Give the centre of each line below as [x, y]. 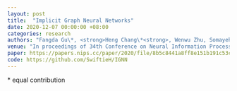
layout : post [26, 14]
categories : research [39, 34]
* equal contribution [36, 80]
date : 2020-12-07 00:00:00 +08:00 [58, 27]
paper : [17, 54]
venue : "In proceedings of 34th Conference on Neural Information [107, 47]
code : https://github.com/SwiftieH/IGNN [68, 60]
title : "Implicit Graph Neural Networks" [71, 20]
